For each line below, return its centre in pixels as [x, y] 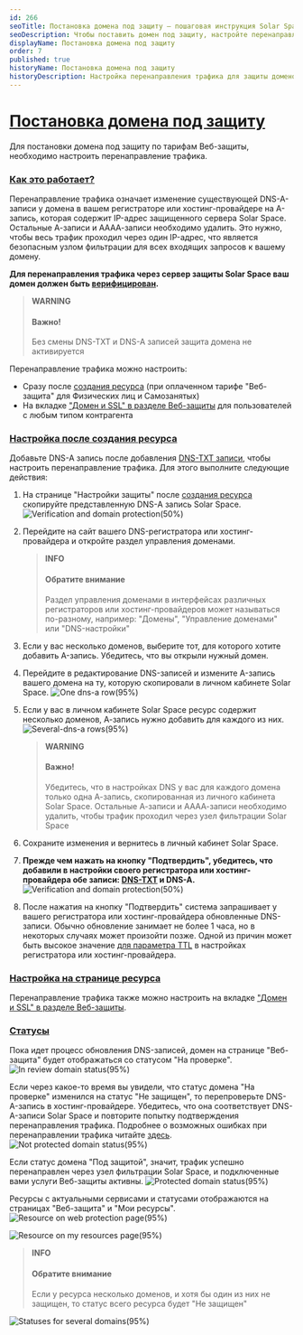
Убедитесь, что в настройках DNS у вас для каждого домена [163, 787]
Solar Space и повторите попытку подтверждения [143, 1116]
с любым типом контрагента [78, 415]
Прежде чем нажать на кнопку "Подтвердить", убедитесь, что [147, 860]
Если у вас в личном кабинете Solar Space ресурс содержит [139, 709]
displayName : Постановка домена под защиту [92, 43]
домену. [25, 256]
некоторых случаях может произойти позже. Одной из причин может [157, 935]
